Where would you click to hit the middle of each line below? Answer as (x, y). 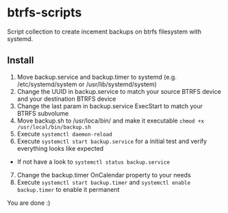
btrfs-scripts (45, 13)
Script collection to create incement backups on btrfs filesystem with (104, 32)
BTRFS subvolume (43, 113)
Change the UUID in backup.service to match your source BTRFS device (119, 91)
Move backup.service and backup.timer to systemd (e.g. (97, 77)
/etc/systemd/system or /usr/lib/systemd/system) (87, 84)
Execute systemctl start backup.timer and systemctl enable (104, 182)
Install (21, 61)
